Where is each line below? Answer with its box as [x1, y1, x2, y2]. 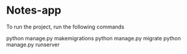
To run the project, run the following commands [6, 23, 125, 30]
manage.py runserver [6, 41, 60, 48]
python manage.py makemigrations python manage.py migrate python [6, 34, 181, 42]
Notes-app [6, 4, 62, 17]
